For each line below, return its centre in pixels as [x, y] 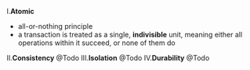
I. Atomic [21, 11]
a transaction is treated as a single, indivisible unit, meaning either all [130, 35]
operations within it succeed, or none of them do [97, 43]
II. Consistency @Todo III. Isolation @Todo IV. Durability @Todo [108, 58]
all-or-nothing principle [55, 26]
